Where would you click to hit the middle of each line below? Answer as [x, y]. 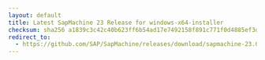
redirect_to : [30, 37]
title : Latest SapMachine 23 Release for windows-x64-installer [116, 23]
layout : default [35, 15]
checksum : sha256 [37, 30]
